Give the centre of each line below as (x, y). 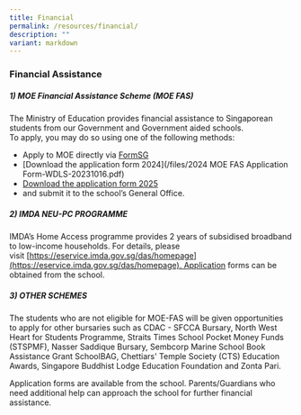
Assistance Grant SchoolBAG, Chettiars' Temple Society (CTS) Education (145, 356)
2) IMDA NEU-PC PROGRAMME (69, 213)
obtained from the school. (57, 275)
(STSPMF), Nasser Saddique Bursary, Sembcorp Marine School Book (137, 347)
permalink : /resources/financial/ (74, 26)
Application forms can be (230, 266)
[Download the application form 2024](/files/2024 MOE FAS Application (155, 165)
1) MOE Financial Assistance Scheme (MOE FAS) (102, 95)
